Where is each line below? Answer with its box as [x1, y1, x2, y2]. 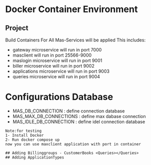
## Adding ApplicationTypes [5, 155, 65, 160]
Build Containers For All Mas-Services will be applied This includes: [5, 37, 146, 43]
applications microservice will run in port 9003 [12, 68, 110, 74]
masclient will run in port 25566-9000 [12, 52, 92, 58]
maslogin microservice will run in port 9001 [12, 58, 103, 64]
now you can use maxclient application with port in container [5, 141, 141, 147]
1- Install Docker [5, 133, 44, 138]
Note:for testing [5, 128, 42, 133]
